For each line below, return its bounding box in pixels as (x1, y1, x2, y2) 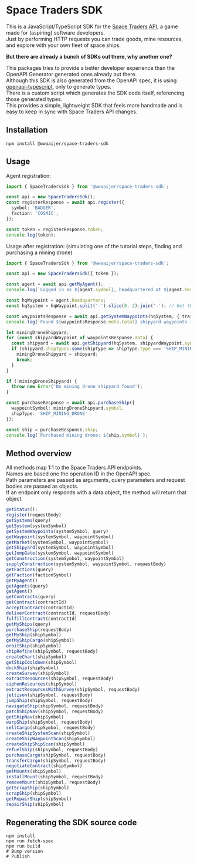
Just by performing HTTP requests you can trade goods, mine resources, (6, 35, 184, 42)
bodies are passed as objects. (6, 482, 79, 490)
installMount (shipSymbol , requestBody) (6, 774, 104, 780)
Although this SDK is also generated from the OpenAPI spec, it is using (6, 77, 177, 84)
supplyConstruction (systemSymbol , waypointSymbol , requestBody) (6, 561, 167, 567)
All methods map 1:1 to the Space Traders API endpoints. (6, 464, 142, 471)
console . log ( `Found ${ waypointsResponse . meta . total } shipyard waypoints (6, 319, 188, 325)
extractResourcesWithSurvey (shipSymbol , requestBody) (6, 687, 141, 693)
